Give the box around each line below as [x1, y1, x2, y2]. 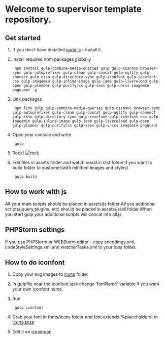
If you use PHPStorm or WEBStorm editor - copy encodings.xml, [5, 239, 135, 245]
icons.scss [12, 319, 34, 325]
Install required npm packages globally [12, 56, 91, 62]
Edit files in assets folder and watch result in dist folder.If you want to [12, 160, 153, 165]
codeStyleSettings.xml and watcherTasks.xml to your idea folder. [5, 244, 137, 250]
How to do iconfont [5, 258, 65, 267]
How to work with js [5, 188, 67, 196]
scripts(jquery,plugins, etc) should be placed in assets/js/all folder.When [5, 206, 152, 212]
